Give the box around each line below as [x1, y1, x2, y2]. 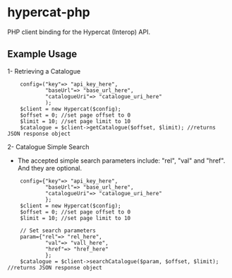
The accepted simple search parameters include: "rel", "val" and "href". [17, 156, 226, 165]
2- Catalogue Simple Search [7, 142, 90, 151]
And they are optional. [17, 163, 83, 172]
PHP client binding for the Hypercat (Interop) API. [7, 28, 150, 36]
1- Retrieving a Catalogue [7, 66, 81, 75]
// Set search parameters [20, 227, 97, 234]
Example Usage [7, 48, 78, 60]
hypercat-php [7, 4, 90, 21]
